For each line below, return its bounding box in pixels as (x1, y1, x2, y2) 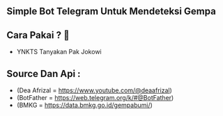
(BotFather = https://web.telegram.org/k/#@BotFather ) (16, 94, 174, 102)
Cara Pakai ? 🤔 (6, 29, 70, 41)
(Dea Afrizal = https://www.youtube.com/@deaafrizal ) (16, 86, 172, 94)
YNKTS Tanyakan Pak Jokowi (16, 48, 102, 56)
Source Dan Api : (6, 67, 81, 79)
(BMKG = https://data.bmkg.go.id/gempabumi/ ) (16, 101, 153, 110)
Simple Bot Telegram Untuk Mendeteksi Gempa (6, 6, 217, 17)
